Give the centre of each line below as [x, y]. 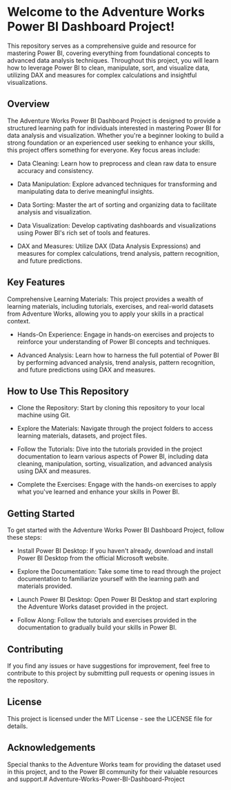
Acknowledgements [51, 748]
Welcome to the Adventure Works [106, 12]
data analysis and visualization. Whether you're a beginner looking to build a [115, 135]
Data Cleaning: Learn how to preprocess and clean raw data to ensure [117, 163]
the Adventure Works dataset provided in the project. [93, 607]
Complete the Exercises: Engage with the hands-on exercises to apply [117, 485]
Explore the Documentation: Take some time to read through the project [119, 571]
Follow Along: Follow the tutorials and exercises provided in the [107, 620]
